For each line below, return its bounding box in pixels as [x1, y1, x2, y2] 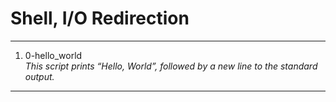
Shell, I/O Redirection [10, 7, 190, 30]
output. [24, 70, 55, 82]
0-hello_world [24, 49, 83, 61]
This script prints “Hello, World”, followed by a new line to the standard [24, 60, 318, 72]
